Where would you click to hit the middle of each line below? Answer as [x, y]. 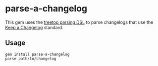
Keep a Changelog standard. [34, 27]
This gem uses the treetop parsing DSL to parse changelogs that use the [79, 22]
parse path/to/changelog [31, 59]
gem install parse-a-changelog [37, 54]
